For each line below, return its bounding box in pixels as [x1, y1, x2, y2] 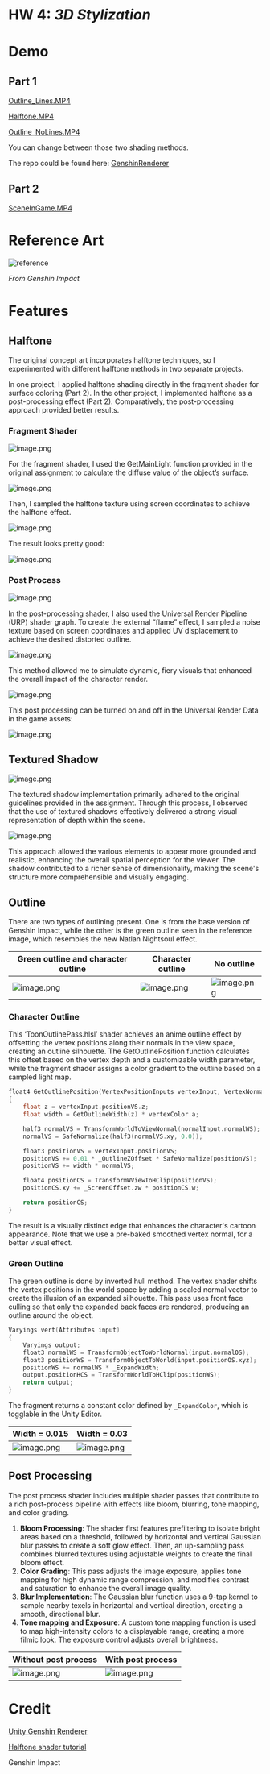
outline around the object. [8, 1311, 94, 1320]
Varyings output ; [22, 1340, 81, 1349]
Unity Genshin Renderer [8, 1726, 88, 1736]
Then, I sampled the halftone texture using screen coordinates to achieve [8, 499, 251, 509]
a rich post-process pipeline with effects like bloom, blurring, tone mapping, [8, 1499, 260, 1509]
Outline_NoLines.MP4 [8, 127, 80, 137]
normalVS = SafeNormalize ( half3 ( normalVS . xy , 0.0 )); [22, 1132, 203, 1140]
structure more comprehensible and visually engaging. [8, 872, 190, 882]
